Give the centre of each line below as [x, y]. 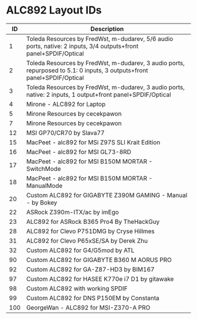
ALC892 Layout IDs [54, 10]
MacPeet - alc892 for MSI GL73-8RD [79, 152]
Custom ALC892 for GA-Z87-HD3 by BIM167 [90, 269]
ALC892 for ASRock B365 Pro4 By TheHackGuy [93, 221]
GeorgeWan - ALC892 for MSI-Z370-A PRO [88, 307]
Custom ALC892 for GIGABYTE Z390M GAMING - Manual [107, 195]
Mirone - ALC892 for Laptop [66, 104]
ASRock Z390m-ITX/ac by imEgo [72, 212]
